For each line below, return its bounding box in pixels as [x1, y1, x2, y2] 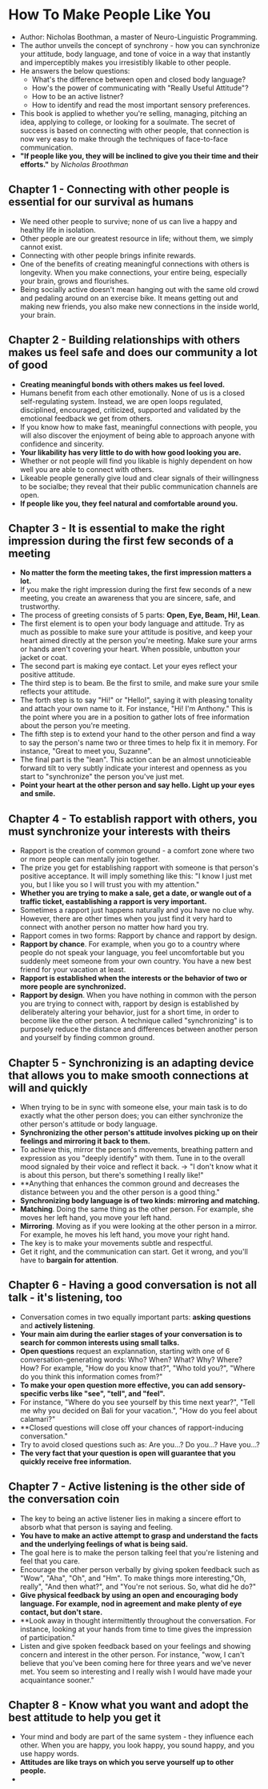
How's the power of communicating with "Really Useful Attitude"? [31, 82, 250, 93]
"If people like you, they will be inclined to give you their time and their [19, 150, 258, 161]
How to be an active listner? [31, 91, 124, 101]
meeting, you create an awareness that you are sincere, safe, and [19, 594, 236, 603]
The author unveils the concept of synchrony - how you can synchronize [19, 40, 260, 50]
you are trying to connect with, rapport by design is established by [19, 999, 239, 1009]
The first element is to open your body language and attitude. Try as [19, 618, 245, 629]
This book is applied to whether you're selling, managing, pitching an [19, 108, 248, 118]
